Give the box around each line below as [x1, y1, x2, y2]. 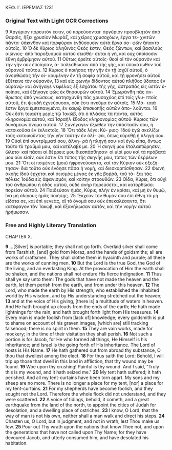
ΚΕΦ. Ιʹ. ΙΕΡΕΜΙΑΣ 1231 [5, 5, 54, 10]
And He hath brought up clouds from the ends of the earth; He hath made [5, 303, 160, 310]
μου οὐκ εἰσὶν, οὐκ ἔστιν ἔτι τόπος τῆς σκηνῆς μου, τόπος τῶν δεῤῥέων [5, 154, 158, 161]
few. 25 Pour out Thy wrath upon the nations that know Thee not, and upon [5, 423, 164, 429]
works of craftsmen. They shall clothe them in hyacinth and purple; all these [5, 254, 165, 260]
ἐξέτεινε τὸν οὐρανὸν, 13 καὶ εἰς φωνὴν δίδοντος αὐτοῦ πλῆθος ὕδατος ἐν [5, 78, 165, 84]
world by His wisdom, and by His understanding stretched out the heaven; [5, 292, 162, 298]
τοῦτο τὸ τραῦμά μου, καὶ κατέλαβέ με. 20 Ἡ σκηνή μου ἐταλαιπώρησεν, [5, 143, 161, 149]
